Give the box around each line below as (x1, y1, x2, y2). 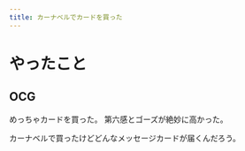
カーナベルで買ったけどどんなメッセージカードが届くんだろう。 (9, 132, 241, 143)
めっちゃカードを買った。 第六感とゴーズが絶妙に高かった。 (9, 114, 228, 125)
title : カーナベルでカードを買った (9, 12, 123, 22)
